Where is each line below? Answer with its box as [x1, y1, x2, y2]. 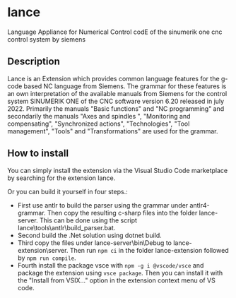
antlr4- [189, 201, 210, 209]
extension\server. [17, 246, 69, 254]
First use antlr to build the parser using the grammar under [17, 201, 189, 209]
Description [7, 56, 60, 68]
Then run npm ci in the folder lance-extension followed [69, 246, 229, 254]
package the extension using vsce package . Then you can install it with [17, 268, 223, 277]
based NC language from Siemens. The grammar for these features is [23, 82, 227, 90]
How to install [7, 148, 69, 160]
